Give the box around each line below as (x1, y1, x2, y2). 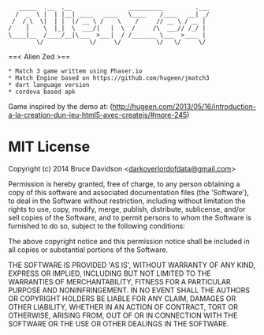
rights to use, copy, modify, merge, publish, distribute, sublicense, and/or (8, 204, 246, 213)
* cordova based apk (8, 88, 76, 96)
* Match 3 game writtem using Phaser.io (8, 67, 143, 75)
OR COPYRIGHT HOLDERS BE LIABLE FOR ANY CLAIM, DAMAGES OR (8, 293, 236, 303)
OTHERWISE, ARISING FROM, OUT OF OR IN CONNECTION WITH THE (8, 311, 238, 320)
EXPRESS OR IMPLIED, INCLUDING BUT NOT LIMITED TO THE (8, 269, 211, 278)
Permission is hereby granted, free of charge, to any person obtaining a (8, 179, 240, 189)
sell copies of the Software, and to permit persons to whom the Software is (8, 213, 252, 222)
